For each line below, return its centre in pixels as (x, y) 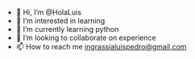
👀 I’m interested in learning (60, 21)
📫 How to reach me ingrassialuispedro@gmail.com (101, 47)
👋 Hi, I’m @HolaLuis (49, 12)
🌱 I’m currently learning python (67, 29)
